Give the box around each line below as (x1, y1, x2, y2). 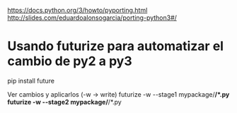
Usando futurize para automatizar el (7, 38, 224, 54)
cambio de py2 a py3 (7, 53, 132, 69)
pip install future (7, 76, 55, 85)
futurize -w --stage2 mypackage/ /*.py (7, 97, 122, 106)
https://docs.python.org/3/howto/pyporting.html (7, 6, 148, 14)
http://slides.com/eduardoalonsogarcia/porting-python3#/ (7, 13, 177, 22)
